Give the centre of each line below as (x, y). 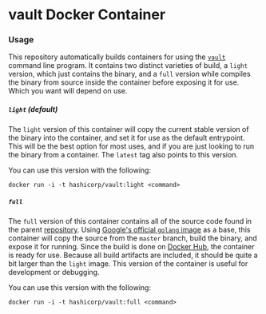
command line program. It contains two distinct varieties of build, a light (128, 66)
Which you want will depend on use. (68, 91)
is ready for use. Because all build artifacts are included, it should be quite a (133, 255)
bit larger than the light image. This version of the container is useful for (128, 264)
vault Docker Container (87, 15)
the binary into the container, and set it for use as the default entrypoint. (127, 138)
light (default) (33, 109)
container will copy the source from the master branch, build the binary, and (133, 238)
